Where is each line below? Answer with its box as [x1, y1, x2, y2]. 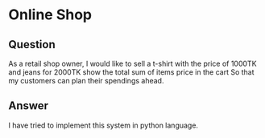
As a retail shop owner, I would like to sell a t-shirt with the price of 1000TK [8, 59, 257, 68]
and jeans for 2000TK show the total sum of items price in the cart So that [8, 67, 255, 77]
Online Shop [8, 6, 93, 24]
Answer [8, 99, 49, 113]
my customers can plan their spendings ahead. [8, 76, 164, 85]
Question [8, 38, 56, 51]
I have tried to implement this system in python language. [8, 120, 199, 130]
